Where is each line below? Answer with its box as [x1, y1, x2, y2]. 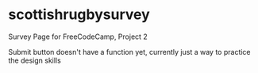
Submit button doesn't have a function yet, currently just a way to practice [8, 47, 252, 56]
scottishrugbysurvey [8, 6, 151, 24]
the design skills [8, 56, 61, 65]
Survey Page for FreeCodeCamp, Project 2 [8, 32, 148, 41]
